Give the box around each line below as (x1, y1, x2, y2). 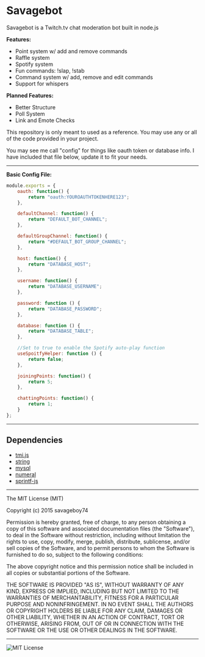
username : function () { (17, 278, 78, 284)
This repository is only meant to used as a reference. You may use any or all (6, 128, 197, 136)
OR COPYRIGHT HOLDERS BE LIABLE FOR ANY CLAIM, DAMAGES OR (6, 607, 183, 614)
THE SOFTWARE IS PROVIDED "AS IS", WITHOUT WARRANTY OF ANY (6, 581, 184, 588)
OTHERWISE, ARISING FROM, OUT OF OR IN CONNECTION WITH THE (6, 620, 184, 627)
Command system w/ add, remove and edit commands (15, 73, 154, 81)
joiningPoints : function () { (17, 373, 92, 379)
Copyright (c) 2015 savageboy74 (6, 506, 88, 514)
